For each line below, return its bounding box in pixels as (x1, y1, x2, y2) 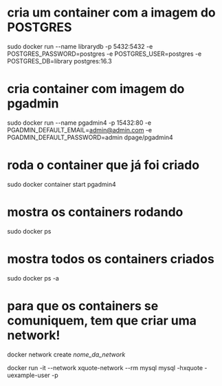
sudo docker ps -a (7, 274, 60, 282)
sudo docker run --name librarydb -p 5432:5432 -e (7, 42, 153, 50)
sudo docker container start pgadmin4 (7, 180, 116, 188)
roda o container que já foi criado (7, 157, 200, 173)
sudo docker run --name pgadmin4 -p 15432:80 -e (7, 119, 152, 127)
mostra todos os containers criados (7, 251, 214, 267)
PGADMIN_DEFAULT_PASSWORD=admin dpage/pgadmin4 (7, 133, 173, 141)
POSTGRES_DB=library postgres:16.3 (7, 57, 112, 65)
